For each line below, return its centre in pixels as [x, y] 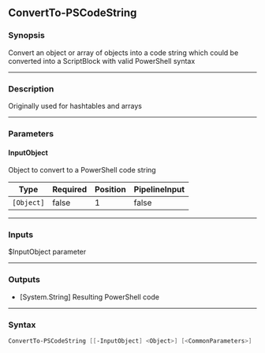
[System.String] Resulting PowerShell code [90, 297]
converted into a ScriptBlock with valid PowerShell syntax [102, 61]
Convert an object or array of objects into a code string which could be [123, 52]
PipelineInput [159, 190]
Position [110, 190]
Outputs [24, 280]
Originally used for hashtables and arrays [75, 106]
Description [31, 88]
